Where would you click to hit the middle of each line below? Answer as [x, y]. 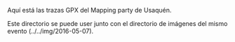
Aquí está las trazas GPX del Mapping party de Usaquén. [89, 10]
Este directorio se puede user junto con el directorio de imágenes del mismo [117, 23]
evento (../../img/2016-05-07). [51, 31]
